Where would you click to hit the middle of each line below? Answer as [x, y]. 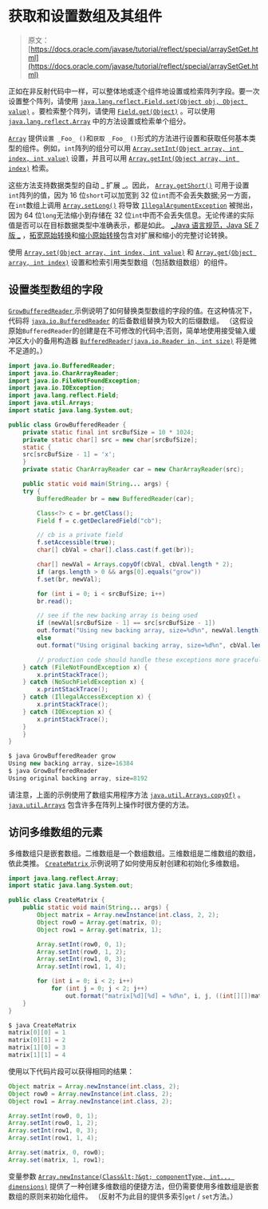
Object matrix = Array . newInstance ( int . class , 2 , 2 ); [128, 915]
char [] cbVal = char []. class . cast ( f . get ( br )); [116, 550]
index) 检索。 [31, 168]
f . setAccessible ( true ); [76, 542]
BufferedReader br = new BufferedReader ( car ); [116, 498]
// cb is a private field [80, 535]
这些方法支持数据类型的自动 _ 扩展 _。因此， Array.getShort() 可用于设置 [129, 185]
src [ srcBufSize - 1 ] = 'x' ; [69, 454]
